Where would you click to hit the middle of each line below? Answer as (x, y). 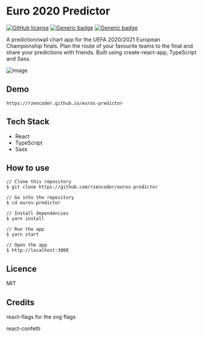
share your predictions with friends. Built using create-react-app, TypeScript (101, 52)
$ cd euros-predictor (34, 203)
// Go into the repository (40, 198)
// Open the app (27, 245)
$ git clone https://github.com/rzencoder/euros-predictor (82, 187)
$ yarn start (23, 235)
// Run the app (25, 229)
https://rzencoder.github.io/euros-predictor (64, 103)
